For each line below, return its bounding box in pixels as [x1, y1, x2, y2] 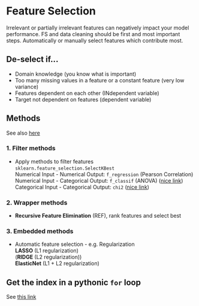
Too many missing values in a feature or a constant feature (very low [14, 76, 185, 84]
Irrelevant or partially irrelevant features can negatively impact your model [6, 24, 189, 31]
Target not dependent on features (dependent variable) [14, 96, 152, 103]
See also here [6, 129, 40, 136]
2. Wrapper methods [6, 198, 68, 207]
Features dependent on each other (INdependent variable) [14, 89, 159, 97]
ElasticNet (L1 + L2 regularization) [14, 260, 100, 267]
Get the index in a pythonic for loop [6, 277, 141, 287]
